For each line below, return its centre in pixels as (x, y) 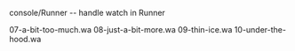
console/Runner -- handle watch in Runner (88, 13)
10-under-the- (260, 29)
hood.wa (25, 39)
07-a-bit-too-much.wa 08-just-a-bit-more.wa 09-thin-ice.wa (121, 29)
